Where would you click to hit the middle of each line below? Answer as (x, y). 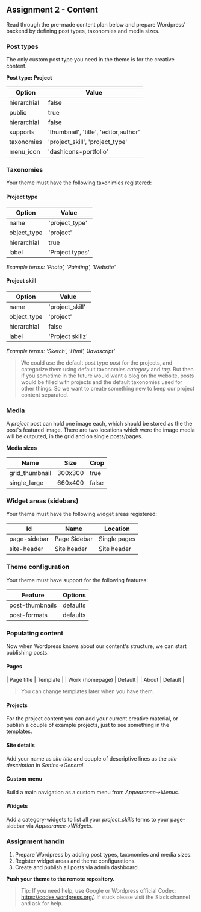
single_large (26, 483)
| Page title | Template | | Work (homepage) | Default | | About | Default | (95, 680)
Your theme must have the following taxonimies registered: (79, 183)
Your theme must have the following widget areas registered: (82, 514)
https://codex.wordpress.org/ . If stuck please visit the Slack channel (106, 897)
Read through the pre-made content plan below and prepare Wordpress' (96, 24)
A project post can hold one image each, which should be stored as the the (99, 424)
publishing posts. (28, 653)
